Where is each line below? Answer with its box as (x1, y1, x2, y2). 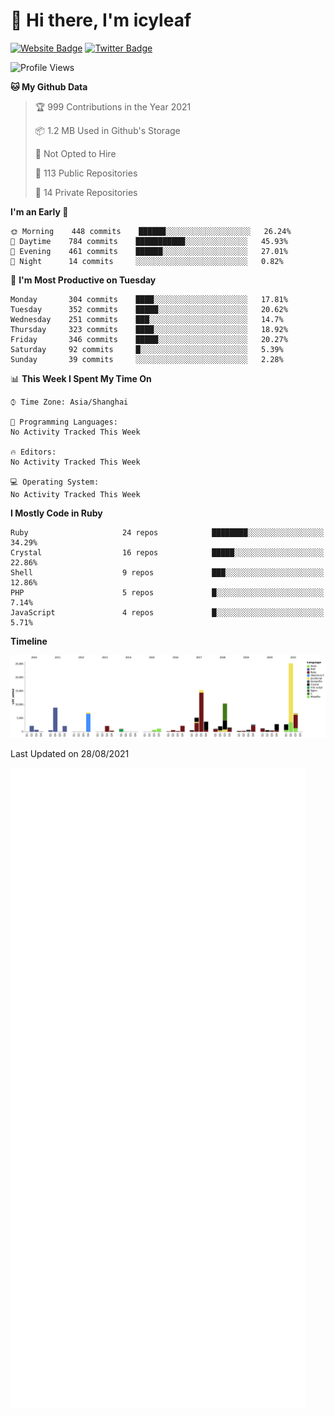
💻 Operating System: (10, 477, 100, 487)
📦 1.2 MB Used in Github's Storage (34, 124, 181, 136)
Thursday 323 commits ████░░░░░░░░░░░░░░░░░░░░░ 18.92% (10, 324, 288, 334)
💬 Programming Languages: (10, 417, 118, 427)
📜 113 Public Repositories (34, 167, 138, 179)
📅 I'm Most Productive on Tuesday (10, 274, 157, 286)
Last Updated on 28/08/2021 (10, 747, 130, 759)
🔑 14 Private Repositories (34, 186, 138, 198)
